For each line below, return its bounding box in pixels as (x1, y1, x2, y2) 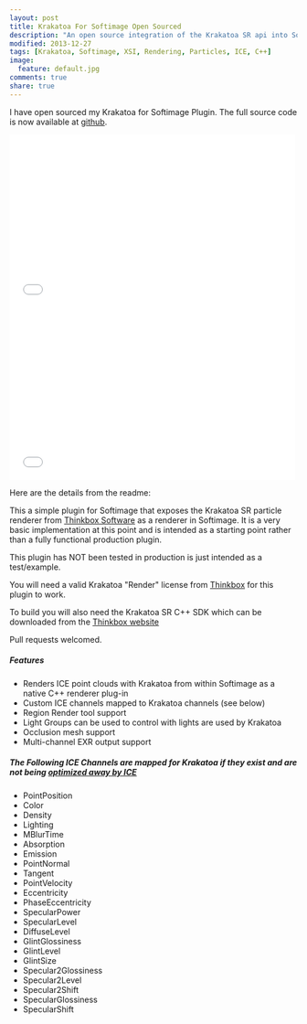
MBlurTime (22, 828, 64, 839)
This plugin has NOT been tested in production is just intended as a (9, 551, 263, 562)
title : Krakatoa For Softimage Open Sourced (9, 22, 182, 31)
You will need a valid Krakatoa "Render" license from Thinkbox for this (9, 579, 274, 590)
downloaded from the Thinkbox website (9, 616, 160, 627)
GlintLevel (22, 945, 61, 956)
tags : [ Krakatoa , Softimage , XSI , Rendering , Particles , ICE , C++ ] (9, 48, 272, 57)
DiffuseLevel (22, 925, 70, 937)
